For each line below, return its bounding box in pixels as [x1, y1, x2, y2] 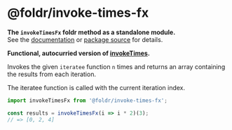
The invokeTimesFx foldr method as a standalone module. [7, 28, 176, 36]
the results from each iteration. [7, 70, 97, 78]
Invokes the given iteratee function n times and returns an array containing [7, 62, 226, 71]
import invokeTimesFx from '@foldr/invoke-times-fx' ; [7, 96, 168, 104]
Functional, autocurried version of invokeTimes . [7, 49, 151, 57]
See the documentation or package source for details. [7, 35, 163, 43]
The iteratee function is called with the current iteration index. [7, 83, 186, 92]
